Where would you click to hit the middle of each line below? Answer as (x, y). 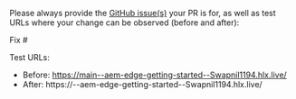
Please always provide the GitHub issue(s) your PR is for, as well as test (143, 13)
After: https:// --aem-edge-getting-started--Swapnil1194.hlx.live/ (142, 84)
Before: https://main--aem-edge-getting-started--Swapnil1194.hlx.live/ (154, 75)
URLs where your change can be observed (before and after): (124, 22)
